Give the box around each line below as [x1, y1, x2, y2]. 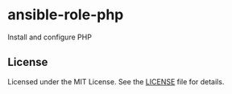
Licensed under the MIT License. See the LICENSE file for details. [7, 76, 225, 86]
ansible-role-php [7, 6, 124, 24]
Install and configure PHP [7, 32, 92, 42]
